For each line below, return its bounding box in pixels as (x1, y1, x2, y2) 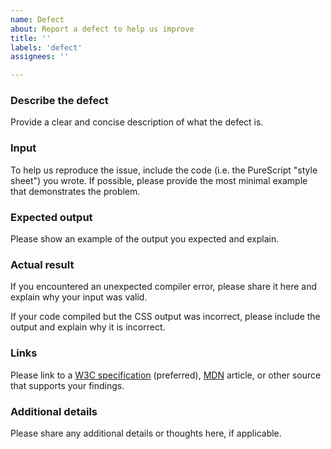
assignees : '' (10, 52, 70, 62)
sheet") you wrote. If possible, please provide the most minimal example (10, 174, 308, 186)
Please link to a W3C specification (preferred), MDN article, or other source (10, 369, 322, 381)
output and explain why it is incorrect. (10, 321, 166, 333)
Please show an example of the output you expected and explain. (10, 233, 280, 245)
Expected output (10, 210, 93, 224)
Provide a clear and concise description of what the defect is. (10, 116, 264, 128)
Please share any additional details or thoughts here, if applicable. (10, 427, 282, 439)
